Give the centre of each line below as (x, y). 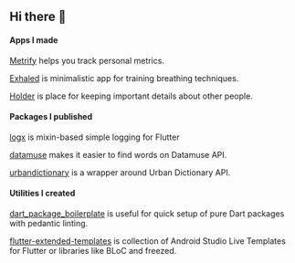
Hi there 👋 (38, 17)
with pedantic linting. (49, 223)
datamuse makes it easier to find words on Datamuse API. (118, 154)
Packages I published (51, 117)
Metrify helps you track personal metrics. (87, 60)
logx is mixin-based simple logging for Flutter (95, 137)
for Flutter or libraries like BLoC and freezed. (93, 251)
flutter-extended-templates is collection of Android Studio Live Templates (147, 241)
